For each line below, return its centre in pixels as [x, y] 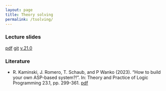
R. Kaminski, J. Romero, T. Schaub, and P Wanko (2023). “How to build [87, 72]
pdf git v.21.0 [19, 48]
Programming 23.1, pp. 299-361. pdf [50, 83]
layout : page [19, 10]
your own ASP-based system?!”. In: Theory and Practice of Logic [80, 77]
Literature [18, 61]
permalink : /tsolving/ [29, 19]
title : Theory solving [29, 15]
